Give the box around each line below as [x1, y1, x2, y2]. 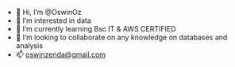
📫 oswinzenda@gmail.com [15, 50, 106, 59]
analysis [15, 41, 44, 50]
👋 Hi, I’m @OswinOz [15, 8, 82, 17]
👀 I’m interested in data [15, 16, 91, 25]
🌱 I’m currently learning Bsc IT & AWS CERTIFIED [15, 24, 176, 33]
